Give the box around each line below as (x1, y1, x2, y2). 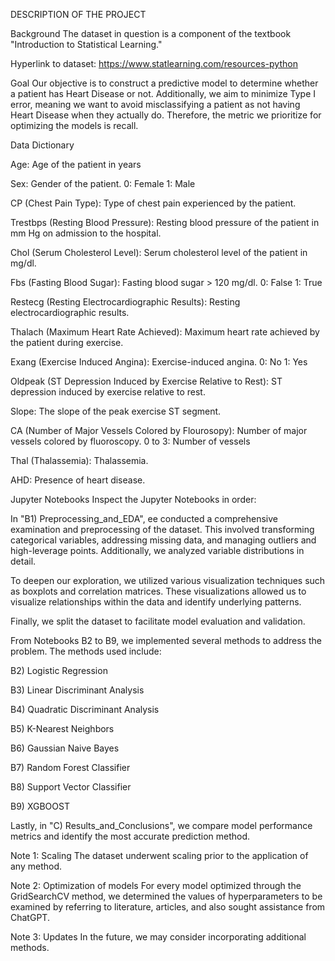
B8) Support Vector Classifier (10, 781, 132, 793)
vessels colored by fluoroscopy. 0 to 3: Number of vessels (10, 435, 251, 447)
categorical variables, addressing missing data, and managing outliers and (10, 534, 317, 546)
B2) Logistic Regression (10, 665, 108, 676)
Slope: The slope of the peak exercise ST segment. (10, 405, 222, 417)
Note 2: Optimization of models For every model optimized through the (10, 880, 302, 891)
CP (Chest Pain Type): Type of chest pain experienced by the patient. (10, 197, 297, 209)
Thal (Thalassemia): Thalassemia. (10, 455, 149, 466)
